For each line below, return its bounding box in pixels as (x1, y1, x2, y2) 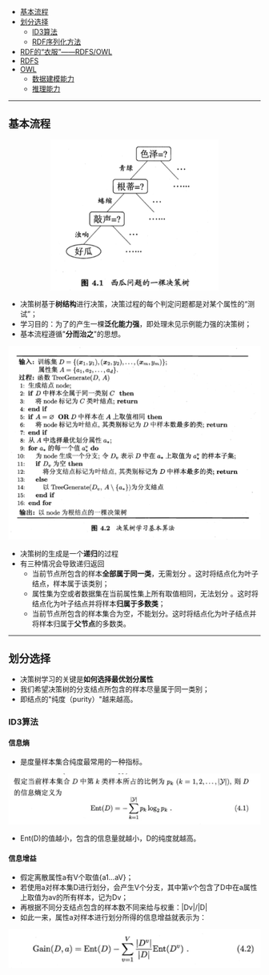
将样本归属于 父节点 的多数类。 (31, 619, 130, 628)
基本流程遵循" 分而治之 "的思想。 (19, 329, 126, 339)
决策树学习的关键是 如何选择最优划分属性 (19, 675, 154, 684)
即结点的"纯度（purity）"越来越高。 (19, 695, 138, 704)
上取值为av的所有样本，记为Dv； (19, 893, 129, 902)
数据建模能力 (31, 74, 74, 83)
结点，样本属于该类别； (31, 579, 110, 588)
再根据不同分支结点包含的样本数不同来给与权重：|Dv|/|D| (19, 903, 208, 913)
